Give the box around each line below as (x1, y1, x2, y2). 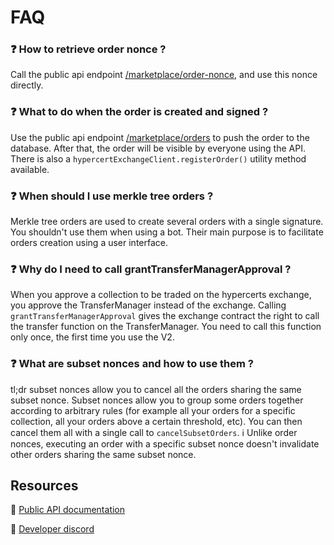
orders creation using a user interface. (10, 237, 168, 249)
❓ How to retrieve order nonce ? (10, 42, 167, 56)
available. (10, 163, 50, 175)
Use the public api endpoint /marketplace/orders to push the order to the (10, 131, 310, 143)
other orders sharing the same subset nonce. (10, 448, 197, 460)
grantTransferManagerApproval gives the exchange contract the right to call (10, 310, 320, 322)
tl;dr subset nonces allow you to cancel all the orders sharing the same (10, 383, 302, 395)
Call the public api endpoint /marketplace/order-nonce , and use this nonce (10, 69, 318, 81)
